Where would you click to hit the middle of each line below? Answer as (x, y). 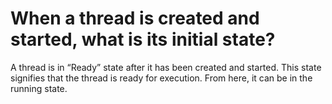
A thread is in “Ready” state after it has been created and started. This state (166, 67)
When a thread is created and (135, 18)
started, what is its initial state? (143, 39)
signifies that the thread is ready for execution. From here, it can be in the (161, 78)
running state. (39, 88)
